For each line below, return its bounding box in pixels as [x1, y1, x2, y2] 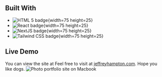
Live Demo [5, 47, 39, 56]
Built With [5, 4, 36, 12]
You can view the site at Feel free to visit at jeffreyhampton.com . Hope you [5, 61, 158, 67]
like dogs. [5, 66, 25, 72]
